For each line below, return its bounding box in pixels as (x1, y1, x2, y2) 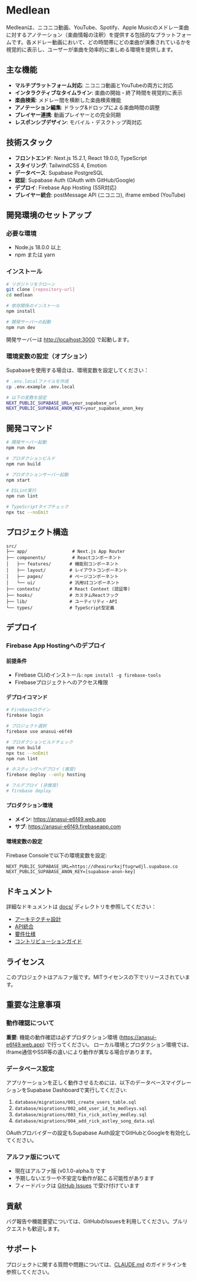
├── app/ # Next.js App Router (6, 548, 126, 554)
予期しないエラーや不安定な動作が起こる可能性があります (14, 1175, 155, 1182)
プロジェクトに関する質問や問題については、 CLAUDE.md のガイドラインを (6, 1261, 188, 1268)
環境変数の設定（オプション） (6, 352, 91, 360)
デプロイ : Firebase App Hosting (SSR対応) (14, 184, 117, 191)
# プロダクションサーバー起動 (6, 472, 69, 478)
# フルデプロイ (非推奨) (6, 783, 59, 789)
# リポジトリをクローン (6, 281, 55, 287)
